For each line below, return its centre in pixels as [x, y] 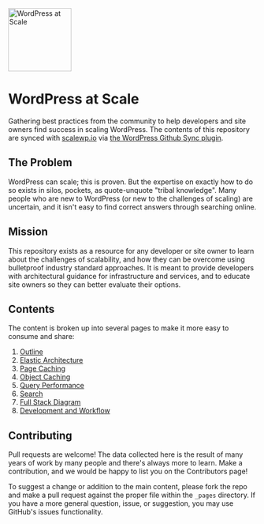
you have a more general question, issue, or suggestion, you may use [121, 503]
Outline [31, 352]
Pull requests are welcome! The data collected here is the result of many [126, 454]
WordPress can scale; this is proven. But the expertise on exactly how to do [131, 182]
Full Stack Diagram [50, 402]
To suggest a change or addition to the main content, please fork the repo [128, 487]
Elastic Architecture [51, 360]
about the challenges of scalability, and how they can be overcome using [127, 259]
